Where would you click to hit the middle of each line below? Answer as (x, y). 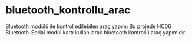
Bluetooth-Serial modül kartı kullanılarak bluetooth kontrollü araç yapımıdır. (96, 32)
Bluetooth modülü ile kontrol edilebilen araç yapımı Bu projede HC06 (88, 26)
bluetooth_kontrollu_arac (68, 10)
